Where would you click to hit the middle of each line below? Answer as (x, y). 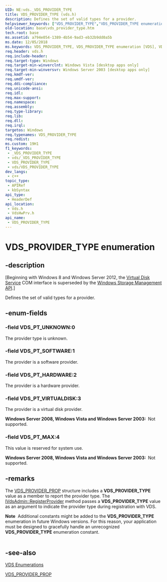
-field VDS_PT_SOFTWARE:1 (40, 351)
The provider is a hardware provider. (42, 386)
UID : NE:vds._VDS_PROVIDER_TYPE (39, 10)
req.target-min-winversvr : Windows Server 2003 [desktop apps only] (78, 70)
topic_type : (17, 181)
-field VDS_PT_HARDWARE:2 (41, 375)
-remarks (20, 479)
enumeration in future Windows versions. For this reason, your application (81, 521)
